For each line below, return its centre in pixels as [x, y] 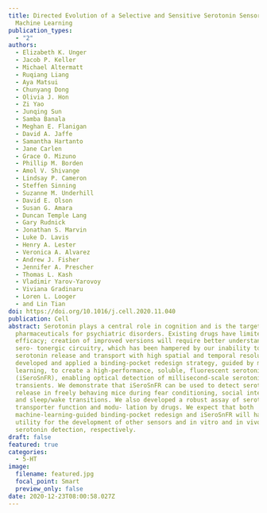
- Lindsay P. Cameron [51, 179]
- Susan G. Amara [44, 208]
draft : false [30, 437]
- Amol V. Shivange [48, 171]
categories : [28, 452]
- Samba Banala [41, 119]
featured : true [33, 445]
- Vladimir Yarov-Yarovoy [58, 282]
